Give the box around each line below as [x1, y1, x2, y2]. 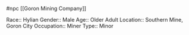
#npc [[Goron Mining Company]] [6, 5, 86, 12]
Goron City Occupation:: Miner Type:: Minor [6, 23, 114, 29]
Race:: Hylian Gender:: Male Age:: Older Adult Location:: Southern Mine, [6, 16, 184, 23]
